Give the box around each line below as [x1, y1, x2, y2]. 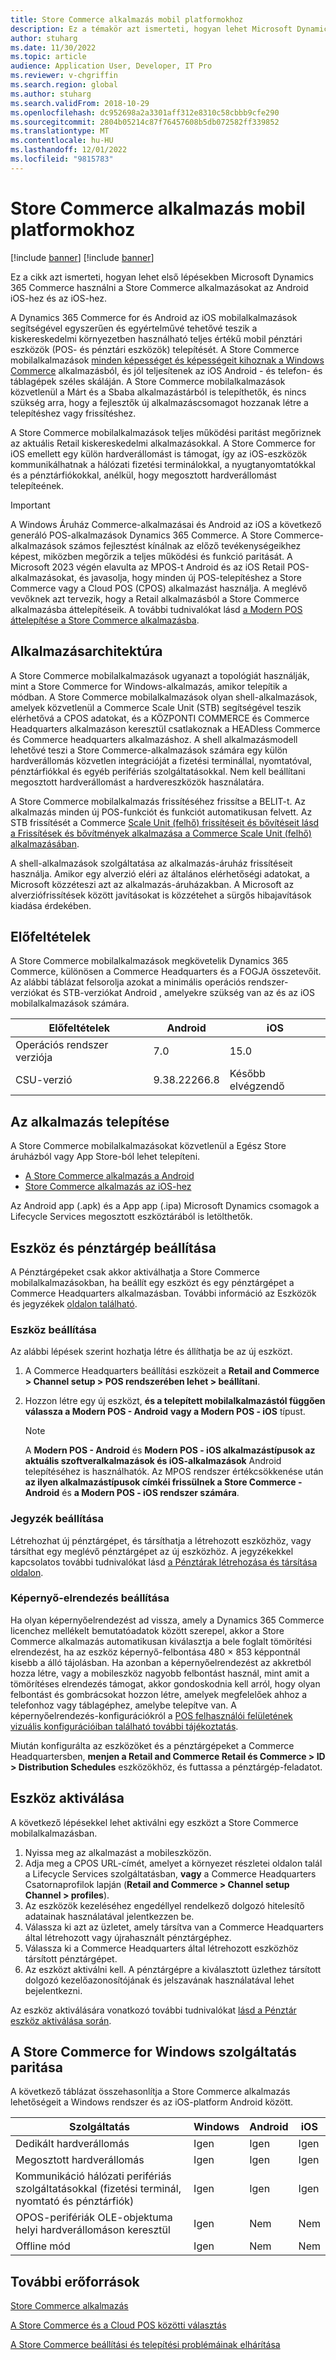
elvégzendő [229, 1079, 285, 1093]
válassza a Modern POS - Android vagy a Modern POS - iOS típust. [24, 1406, 306, 1418]
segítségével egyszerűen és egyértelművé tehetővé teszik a [10, 322, 258, 334]
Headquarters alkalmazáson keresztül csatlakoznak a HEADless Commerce [10, 722, 321, 735]
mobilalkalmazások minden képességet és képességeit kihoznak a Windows [10, 354, 325, 366]
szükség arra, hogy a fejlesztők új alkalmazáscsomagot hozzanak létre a [10, 396, 309, 408]
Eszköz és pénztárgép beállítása [10, 1239, 217, 1256]
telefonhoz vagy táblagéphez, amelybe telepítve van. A [10, 1699, 237, 1711]
